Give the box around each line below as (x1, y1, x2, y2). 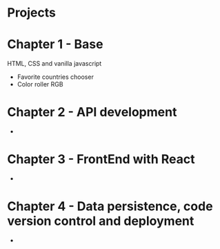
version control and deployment (7, 213, 194, 229)
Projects (7, 5, 57, 21)
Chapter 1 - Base (7, 37, 103, 53)
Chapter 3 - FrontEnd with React (7, 151, 195, 167)
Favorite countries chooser (17, 73, 94, 81)
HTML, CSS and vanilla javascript (7, 59, 102, 68)
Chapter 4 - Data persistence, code (7, 199, 213, 214)
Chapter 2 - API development (7, 104, 177, 120)
